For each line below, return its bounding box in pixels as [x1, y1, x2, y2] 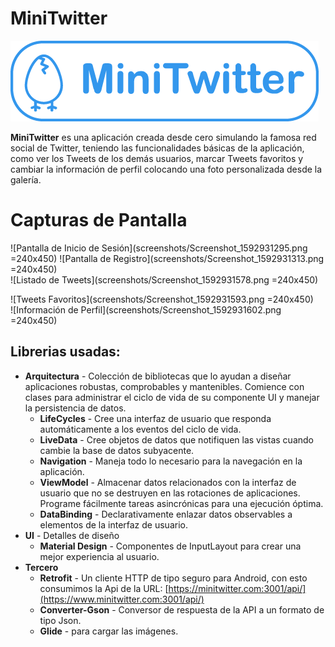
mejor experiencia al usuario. [39, 550, 160, 562]
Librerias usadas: [10, 343, 121, 361]
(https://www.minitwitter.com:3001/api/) [39, 593, 205, 605]
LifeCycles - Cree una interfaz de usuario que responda [39, 412, 272, 424]
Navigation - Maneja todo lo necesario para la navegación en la [39, 455, 303, 467]
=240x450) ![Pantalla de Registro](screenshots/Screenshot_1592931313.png [10, 252, 325, 264]
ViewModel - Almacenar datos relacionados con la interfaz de [39, 476, 297, 488]
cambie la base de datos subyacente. [39, 444, 195, 456]
